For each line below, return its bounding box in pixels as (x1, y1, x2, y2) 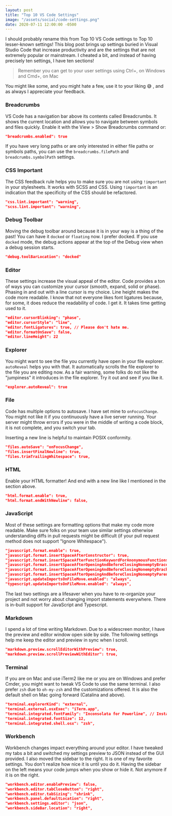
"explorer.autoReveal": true (5, 384, 68, 390)
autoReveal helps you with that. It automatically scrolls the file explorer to (5, 363, 159, 370)
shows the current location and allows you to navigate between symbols (5, 119, 158, 125)
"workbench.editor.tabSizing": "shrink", (5, 791, 95, 796)
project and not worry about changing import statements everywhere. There (5, 596, 166, 602)
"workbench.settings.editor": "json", (5, 801, 88, 806)
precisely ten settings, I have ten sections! (5, 57, 94, 64)
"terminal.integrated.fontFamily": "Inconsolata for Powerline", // (5, 711, 155, 716)
